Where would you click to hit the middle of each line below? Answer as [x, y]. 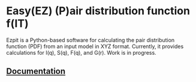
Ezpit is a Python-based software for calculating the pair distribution [91, 40]
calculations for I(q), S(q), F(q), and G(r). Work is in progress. [82, 52]
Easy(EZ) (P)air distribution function [98, 11]
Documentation [36, 72]
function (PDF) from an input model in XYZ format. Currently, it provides [95, 46]
